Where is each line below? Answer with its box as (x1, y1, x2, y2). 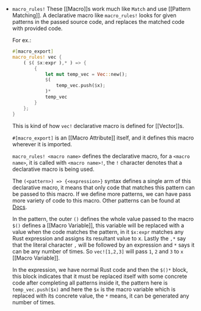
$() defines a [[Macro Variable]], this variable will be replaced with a (12, 222, 185, 229)
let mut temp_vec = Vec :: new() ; (45, 71, 128, 77)
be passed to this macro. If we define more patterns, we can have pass (12, 190, 191, 198)
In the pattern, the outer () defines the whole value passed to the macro (12, 215, 194, 222)
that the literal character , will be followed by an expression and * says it (12, 241, 195, 249)
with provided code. (12, 24, 63, 32)
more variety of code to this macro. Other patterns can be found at (12, 197, 180, 204)
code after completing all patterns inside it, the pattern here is (12, 279, 168, 287)
